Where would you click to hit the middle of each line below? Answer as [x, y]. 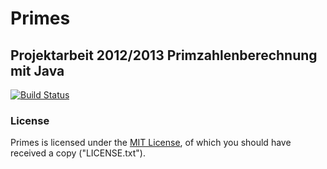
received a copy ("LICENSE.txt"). [78, 153]
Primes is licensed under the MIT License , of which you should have [151, 143]
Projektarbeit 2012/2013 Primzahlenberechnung [164, 55]
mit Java [37, 70]
